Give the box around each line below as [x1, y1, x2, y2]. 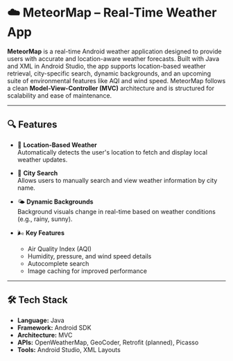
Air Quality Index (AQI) [27, 245, 92, 253]
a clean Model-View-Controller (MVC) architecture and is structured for [7, 84, 215, 92]
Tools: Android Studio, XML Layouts [17, 345, 121, 353]
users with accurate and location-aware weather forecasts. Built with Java [7, 54, 220, 62]
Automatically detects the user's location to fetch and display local [17, 148, 208, 156]
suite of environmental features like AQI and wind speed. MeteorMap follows [7, 76, 226, 85]
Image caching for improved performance [27, 267, 148, 275]
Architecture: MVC [17, 331, 73, 339]
